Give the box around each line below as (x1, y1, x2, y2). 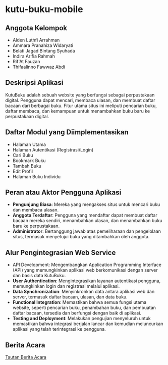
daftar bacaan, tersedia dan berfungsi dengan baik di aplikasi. (12, 310, 142, 316)
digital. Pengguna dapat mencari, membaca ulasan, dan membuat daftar (5, 97, 155, 103)
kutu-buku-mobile (5, 4, 83, 15)
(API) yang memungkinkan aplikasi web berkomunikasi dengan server (12, 267, 158, 273)
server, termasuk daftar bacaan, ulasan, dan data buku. (12, 294, 128, 300)
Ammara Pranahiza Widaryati (12, 42, 74, 48)
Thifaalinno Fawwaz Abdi (12, 64, 66, 70)
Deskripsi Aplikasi (5, 78, 64, 87)
